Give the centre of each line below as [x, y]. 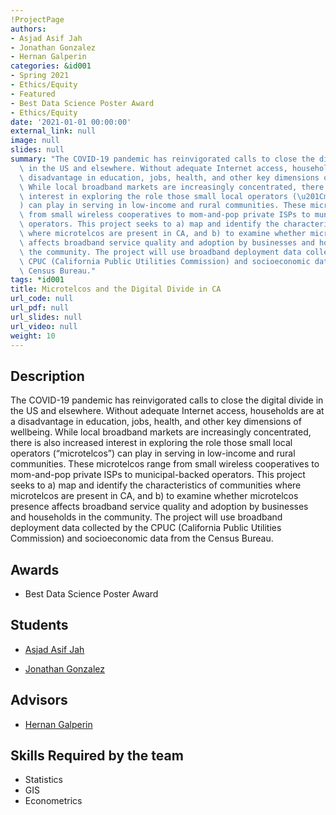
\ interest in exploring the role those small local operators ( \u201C [172, 196]
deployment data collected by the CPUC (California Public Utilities [146, 528]
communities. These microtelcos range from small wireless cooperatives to [165, 464]
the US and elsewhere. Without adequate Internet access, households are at [167, 411]
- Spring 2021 [40, 76]
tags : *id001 [37, 280]
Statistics [44, 780]
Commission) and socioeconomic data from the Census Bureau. [142, 538]
